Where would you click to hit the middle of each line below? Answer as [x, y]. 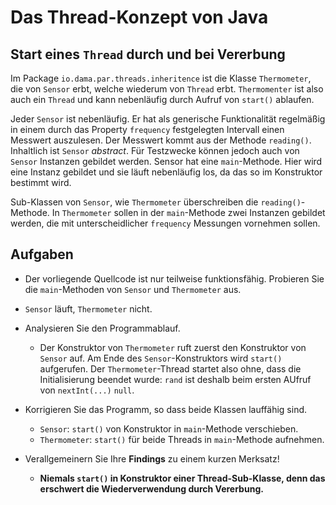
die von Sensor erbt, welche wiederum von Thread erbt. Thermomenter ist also [167, 89]
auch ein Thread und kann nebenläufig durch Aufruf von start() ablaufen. [162, 99]
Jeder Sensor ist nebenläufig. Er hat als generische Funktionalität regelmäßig [168, 119]
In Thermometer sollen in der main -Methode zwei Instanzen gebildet [188, 212]
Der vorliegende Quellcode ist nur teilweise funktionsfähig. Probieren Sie [174, 278]
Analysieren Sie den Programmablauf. [102, 328]
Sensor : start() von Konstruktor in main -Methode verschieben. [169, 428]
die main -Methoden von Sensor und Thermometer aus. [133, 289]
